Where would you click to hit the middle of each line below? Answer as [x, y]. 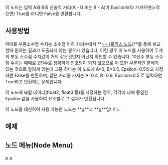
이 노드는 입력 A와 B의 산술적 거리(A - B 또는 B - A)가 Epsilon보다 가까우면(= [81, 7]
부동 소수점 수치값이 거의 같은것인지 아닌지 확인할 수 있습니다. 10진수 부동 [82, 56]
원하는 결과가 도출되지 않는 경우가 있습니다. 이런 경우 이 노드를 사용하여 [84, 50]
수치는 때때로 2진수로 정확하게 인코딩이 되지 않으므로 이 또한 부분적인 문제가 [85, 63]
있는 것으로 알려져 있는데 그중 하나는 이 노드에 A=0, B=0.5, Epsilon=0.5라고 [79, 69]
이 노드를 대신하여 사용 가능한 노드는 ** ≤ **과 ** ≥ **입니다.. [63, 109]
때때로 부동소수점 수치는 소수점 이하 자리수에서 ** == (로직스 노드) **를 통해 [78, 44]
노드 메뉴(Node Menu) [39, 145]
